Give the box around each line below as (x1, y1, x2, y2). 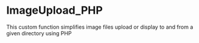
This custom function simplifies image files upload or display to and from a (6, 23, 194, 30)
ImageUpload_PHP (6, 4, 103, 17)
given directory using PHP (6, 29, 72, 36)
